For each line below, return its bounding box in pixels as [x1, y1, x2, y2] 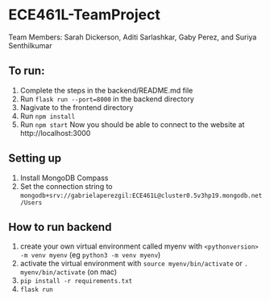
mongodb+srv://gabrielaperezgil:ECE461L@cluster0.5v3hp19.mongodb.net [19, 191, 263, 199]
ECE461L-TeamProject [8, 6, 161, 24]
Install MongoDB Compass [19, 173, 109, 183]
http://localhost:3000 [19, 128, 91, 138]
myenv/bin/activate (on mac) [19, 267, 118, 277]
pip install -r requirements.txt [19, 277, 133, 286]
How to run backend [8, 220, 112, 234]
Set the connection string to [19, 181, 113, 191]
